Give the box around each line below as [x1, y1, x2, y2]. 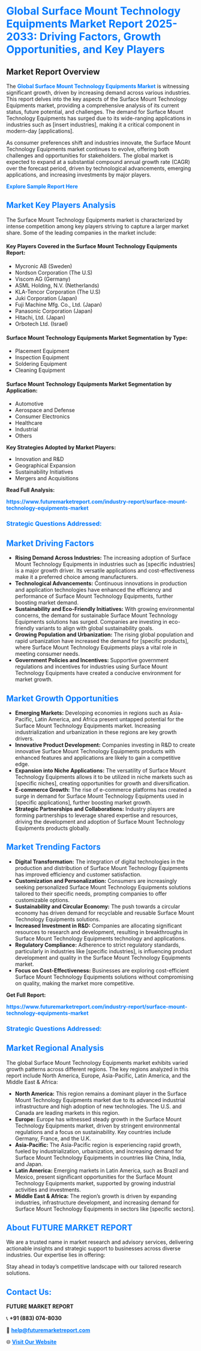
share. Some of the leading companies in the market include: [6, 229, 157, 236]
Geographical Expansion [14, 462, 76, 469]
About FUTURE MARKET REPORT [6, 1222, 133, 1233]
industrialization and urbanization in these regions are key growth [14, 728, 177, 736]
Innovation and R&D [14, 456, 64, 463]
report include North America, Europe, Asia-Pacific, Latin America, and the [6, 1071, 191, 1079]
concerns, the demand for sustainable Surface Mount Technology [14, 612, 178, 619]
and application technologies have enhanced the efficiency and [14, 586, 172, 594]
